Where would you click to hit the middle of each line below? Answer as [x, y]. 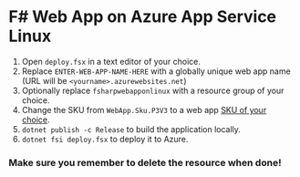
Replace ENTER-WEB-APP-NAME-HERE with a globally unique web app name [156, 71]
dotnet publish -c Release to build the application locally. [131, 129]
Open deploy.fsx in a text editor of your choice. [111, 61]
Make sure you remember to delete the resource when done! [145, 162]
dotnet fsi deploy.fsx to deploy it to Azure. [105, 139]
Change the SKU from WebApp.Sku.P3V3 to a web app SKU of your [144, 109]
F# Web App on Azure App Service [143, 17]
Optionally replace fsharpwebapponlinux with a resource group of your [153, 90]
